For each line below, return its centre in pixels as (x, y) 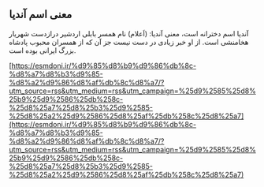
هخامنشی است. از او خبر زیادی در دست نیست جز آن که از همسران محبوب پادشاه (129, 42)
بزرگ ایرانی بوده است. (43, 50)
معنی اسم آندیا (41, 15)
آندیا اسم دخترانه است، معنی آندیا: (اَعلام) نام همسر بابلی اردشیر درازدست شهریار (129, 33)
